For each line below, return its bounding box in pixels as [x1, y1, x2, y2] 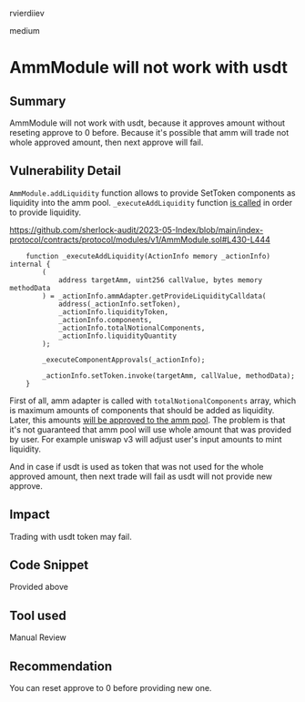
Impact [9, 507, 50, 523]
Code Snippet [9, 557, 89, 573]
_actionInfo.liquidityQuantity [57, 331, 178, 341]
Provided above [9, 582, 68, 593]
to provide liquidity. [9, 207, 82, 218]
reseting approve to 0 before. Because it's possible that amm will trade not [9, 127, 290, 137]
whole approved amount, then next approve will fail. [9, 137, 204, 148]
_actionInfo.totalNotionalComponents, [57, 323, 206, 332]
